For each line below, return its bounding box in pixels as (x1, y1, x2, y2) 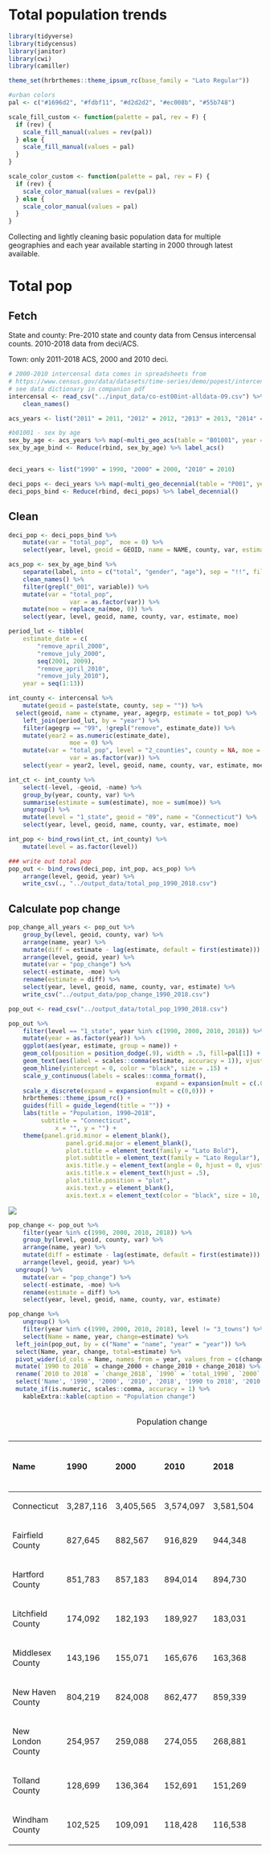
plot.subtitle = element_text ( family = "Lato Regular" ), (65, 1154, 261, 1163)
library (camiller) (8, 62, 70, 70)
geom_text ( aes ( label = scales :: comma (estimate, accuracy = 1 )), (22, 1057, 243, 1065)
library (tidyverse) (8, 32, 74, 40)
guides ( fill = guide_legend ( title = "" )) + (22, 1101, 171, 1110)
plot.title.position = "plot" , (65, 1176, 171, 1185)
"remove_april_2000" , (37, 642, 110, 650)
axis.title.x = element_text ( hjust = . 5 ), (65, 1169, 211, 1177)
